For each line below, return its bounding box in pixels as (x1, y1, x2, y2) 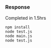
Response (5, 4, 30, 11)
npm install (5, 25, 30, 30)
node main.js (5, 34, 32, 39)
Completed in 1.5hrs (5, 15, 46, 21)
